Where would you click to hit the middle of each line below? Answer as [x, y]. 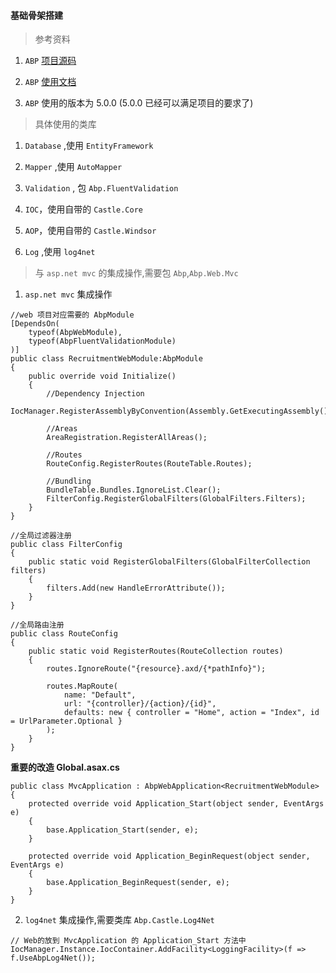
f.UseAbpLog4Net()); [53, 958]
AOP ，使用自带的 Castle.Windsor [90, 231]
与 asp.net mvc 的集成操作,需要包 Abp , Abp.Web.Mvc [136, 273]
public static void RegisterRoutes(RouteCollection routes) [156, 651]
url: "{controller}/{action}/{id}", [140, 704]
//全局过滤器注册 [41, 536]
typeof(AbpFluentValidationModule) [102, 341]
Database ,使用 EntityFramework [89, 146]
